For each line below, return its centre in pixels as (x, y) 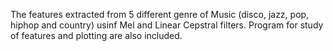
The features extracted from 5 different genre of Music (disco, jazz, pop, (160, 14)
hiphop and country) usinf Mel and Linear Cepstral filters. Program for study (167, 25)
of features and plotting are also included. (96, 35)
